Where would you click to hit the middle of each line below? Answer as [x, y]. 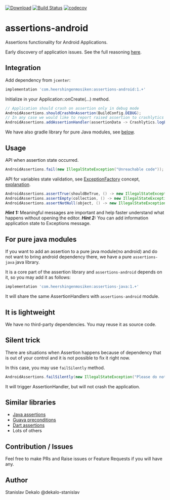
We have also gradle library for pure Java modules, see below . [70, 132]
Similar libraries [31, 403]
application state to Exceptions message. [48, 223]
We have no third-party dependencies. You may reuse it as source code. [81, 324]
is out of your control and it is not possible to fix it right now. [68, 358]
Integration [23, 68]
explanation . [18, 184]
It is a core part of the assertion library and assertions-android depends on [84, 272]
